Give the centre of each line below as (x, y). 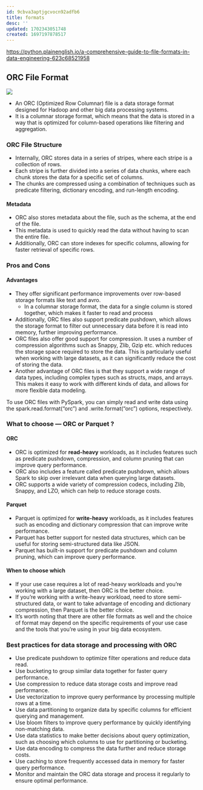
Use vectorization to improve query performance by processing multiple (105, 697)
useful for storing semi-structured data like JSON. (77, 544)
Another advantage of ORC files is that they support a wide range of (100, 371)
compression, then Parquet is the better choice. (75, 610)
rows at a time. (34, 703)
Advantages (22, 280)
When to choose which (36, 570)
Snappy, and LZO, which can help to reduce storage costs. (88, 491)
